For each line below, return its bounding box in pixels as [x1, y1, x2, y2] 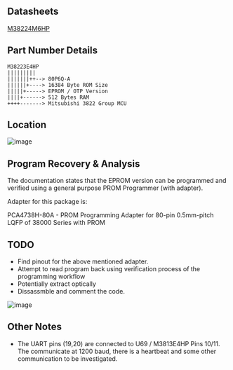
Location [7, 119, 47, 131]
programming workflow [17, 273, 86, 281]
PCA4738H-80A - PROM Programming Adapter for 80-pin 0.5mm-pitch [7, 211, 214, 219]
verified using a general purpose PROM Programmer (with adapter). [7, 184, 204, 192]
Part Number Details [7, 45, 98, 57]
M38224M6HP [7, 24, 51, 32]
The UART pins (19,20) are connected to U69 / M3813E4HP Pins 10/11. [17, 339, 220, 348]
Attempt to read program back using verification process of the [17, 265, 201, 273]
